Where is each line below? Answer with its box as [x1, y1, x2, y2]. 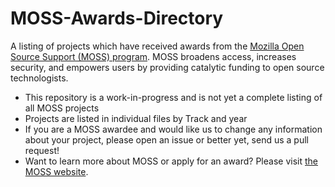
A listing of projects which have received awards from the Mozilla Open [10, 40, 305, 52]
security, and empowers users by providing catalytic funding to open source [10, 61, 325, 73]
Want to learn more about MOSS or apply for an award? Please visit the [24, 155, 319, 167]
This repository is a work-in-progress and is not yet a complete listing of [24, 91, 323, 103]
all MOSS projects [24, 102, 100, 114]
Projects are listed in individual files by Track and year [24, 112, 248, 124]
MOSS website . [24, 165, 89, 177]
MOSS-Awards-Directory [10, 7, 224, 30]
